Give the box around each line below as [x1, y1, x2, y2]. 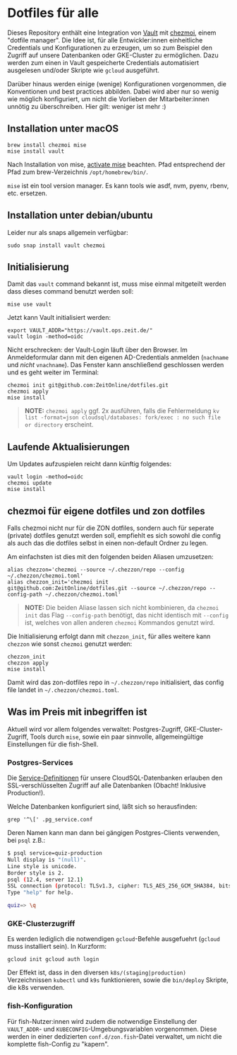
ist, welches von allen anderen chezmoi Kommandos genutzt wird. [24, 618, 215, 627]
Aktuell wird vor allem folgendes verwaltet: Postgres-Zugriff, [7, 725, 183, 733]
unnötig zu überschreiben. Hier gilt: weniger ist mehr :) [7, 102, 166, 110]
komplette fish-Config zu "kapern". [7, 1039, 109, 1048]
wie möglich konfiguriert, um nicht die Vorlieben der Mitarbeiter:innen [7, 94, 209, 103]
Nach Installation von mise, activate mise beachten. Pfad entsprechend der [7, 160, 226, 168]
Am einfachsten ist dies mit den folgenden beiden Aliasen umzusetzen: [7, 553, 214, 560]
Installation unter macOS [7, 122, 119, 135]
